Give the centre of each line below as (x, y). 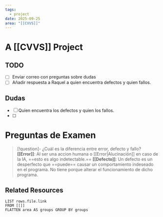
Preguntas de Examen (51, 135)
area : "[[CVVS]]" (23, 23)
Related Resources (34, 190)
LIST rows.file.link (26, 201)
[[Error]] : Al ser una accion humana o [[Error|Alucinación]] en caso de (88, 154)
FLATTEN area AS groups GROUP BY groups (47, 210)
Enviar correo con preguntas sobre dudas (54, 77)
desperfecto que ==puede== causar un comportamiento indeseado (85, 164)
